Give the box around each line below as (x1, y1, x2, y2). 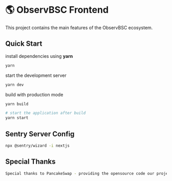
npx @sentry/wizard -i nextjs (5, 143, 70, 148)
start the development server (5, 72, 67, 78)
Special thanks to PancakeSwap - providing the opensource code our (5, 171, 155, 176)
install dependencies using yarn (5, 53, 73, 59)
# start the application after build (5, 111, 86, 116)
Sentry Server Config (5, 129, 75, 138)
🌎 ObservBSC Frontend (5, 4, 109, 16)
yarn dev (5, 82, 24, 87)
